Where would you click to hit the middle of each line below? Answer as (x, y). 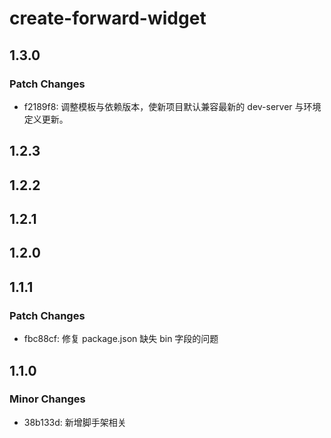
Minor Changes (47, 399)
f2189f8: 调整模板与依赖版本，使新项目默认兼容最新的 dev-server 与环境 (172, 106)
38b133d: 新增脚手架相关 (75, 422)
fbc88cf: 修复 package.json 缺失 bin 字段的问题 (121, 339)
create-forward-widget (108, 18)
